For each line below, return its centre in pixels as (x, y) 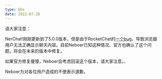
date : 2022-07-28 (23, 14)
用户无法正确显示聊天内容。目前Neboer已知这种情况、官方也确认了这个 (76, 45)
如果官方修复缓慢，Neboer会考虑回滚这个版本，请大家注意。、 (67, 61)
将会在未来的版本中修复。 (39, 51)
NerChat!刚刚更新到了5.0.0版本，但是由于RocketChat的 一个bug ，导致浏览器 (81, 39)
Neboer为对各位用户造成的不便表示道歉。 (47, 71)
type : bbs (15, 9)
